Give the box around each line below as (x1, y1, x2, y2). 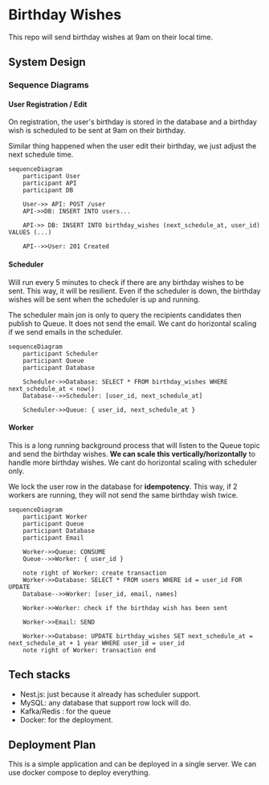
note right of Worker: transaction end (22, 646, 157, 654)
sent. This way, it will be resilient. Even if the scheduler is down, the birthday (8, 286, 261, 295)
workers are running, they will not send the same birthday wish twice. (8, 490, 238, 499)
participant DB (22, 186, 74, 194)
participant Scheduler (22, 349, 99, 358)
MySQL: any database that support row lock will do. (19, 698, 191, 707)
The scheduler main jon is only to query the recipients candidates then (8, 310, 242, 319)
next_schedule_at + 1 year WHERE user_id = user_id (8, 639, 185, 647)
